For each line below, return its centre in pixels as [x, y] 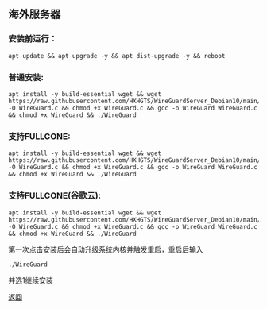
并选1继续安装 [31, 280]
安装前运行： [33, 39]
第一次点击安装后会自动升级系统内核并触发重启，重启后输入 [106, 249]
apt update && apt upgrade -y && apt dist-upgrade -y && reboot [117, 56]
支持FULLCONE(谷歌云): [55, 195]
